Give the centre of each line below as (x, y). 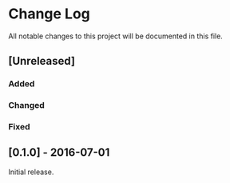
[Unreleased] (42, 61)
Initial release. (31, 172)
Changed (27, 105)
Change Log (49, 14)
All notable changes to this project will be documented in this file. (116, 36)
